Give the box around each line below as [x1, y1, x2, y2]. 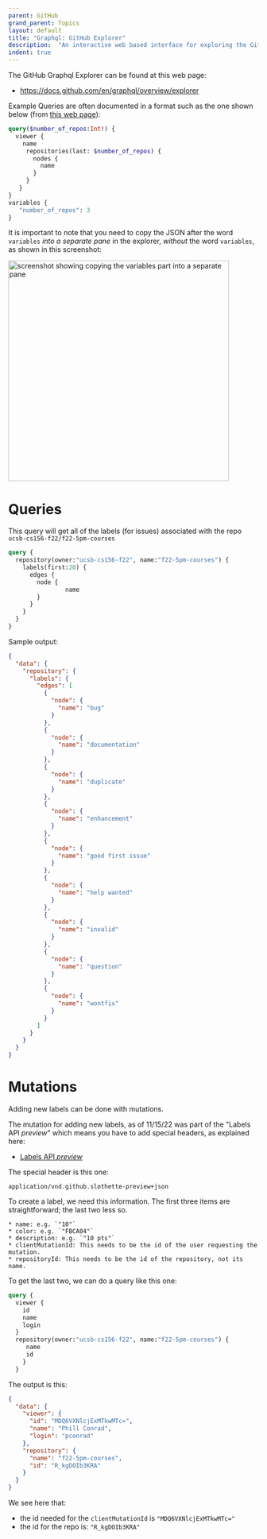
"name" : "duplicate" [58, 778, 126, 786]
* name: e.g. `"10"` [8, 1220, 77, 1228]
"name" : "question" [58, 962, 123, 970]
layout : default [8, 26, 62, 34]
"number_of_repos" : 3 [18, 206, 91, 215]
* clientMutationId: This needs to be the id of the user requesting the [8, 1241, 258, 1249]
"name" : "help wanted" [58, 888, 133, 896]
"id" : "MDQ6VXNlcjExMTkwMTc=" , [29, 1417, 133, 1425]
